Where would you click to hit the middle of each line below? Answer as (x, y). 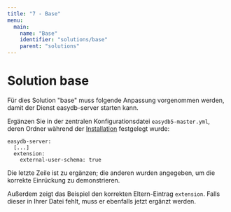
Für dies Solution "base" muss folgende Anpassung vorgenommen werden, (116, 100)
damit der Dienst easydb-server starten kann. (73, 107)
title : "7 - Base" (34, 14)
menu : (15, 20)
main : (22, 27)
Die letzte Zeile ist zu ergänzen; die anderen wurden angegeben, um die (111, 173)
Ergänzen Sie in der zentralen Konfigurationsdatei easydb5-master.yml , (108, 121)
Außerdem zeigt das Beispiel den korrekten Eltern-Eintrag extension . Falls (114, 194)
